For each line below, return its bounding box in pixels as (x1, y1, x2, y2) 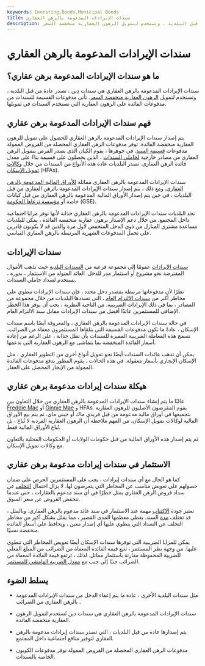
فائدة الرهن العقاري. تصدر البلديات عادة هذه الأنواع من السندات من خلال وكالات (7, 160, 187, 167)
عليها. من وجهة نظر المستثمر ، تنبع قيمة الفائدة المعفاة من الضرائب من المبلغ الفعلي (7, 544, 198, 552)
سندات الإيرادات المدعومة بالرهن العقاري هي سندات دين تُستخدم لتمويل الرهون (15, 610, 196, 617)
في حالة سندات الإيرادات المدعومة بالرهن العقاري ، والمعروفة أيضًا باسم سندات (7, 319, 187, 326)
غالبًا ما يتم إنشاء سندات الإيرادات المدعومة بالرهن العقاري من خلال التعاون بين (7, 397, 184, 404)
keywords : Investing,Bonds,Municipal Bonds (7, 9, 120, 15)
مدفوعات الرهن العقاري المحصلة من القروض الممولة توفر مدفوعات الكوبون (15, 646, 189, 654)
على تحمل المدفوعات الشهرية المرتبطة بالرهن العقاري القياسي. (7, 229, 151, 236)
